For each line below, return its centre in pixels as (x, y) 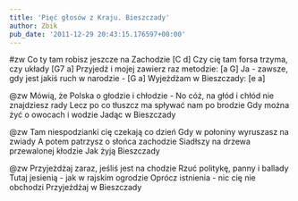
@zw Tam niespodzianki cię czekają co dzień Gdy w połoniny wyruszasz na (149, 132)
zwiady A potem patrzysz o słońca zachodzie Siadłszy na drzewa (130, 142)
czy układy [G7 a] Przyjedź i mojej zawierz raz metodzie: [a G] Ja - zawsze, (149, 69)
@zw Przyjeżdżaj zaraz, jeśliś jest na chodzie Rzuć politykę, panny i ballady (149, 168)
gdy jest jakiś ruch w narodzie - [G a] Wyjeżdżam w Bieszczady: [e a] (137, 79)
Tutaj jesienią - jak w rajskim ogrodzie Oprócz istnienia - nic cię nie (133, 178)
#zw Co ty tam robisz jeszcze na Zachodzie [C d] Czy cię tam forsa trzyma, (149, 60)
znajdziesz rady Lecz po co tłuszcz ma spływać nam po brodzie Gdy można (149, 105)
